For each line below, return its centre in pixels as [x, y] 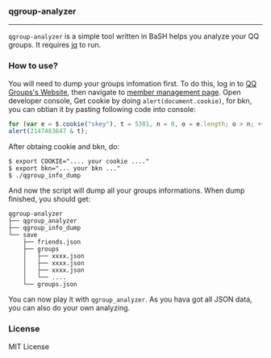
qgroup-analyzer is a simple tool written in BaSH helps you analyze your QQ [134, 36]
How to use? [33, 66]
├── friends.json [52, 242]
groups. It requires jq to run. [55, 45]
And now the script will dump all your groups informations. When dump [127, 190]
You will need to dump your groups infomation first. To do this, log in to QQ [132, 83]
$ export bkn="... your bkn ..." [65, 169]
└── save [23, 235]
